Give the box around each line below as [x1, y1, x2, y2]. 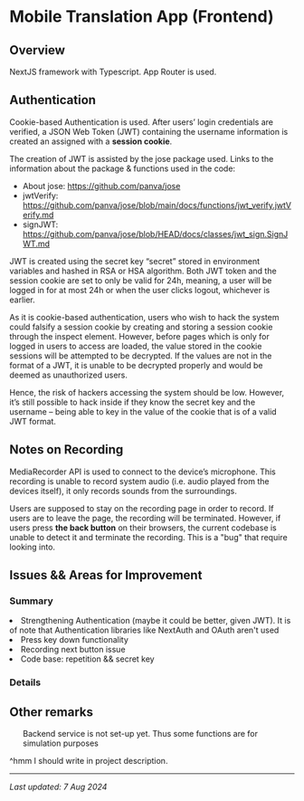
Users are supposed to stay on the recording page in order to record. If [9, 502, 274, 513]
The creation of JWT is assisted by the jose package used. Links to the [9, 153, 274, 164]
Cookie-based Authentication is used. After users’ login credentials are [9, 116, 274, 128]
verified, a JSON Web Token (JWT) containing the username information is [9, 126, 289, 137]
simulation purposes [22, 738, 100, 749]
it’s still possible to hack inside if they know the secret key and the [9, 396, 256, 407]
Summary [9, 595, 54, 607]
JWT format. [9, 415, 57, 426]
